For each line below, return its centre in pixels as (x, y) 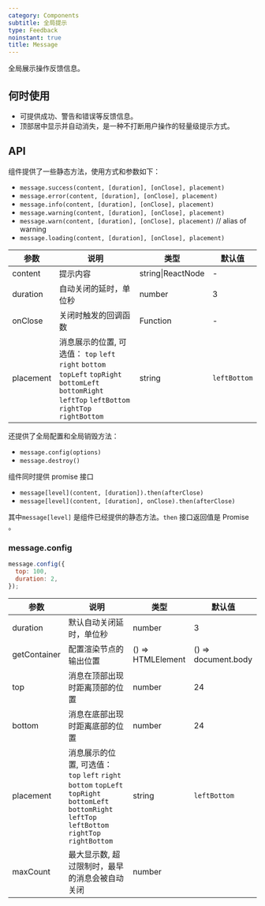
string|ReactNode (172, 273)
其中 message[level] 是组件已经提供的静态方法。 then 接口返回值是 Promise (129, 517)
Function (155, 321)
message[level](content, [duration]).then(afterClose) (112, 493)
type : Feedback (33, 30)
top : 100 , (31, 571)
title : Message (33, 45)
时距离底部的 (92, 726)
